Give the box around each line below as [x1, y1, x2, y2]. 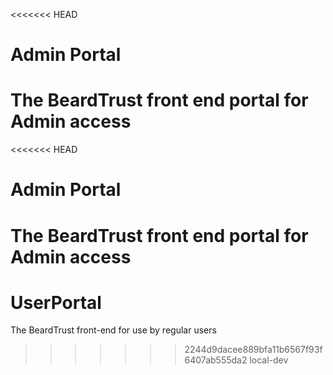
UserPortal [10, 291, 102, 314]
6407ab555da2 [184, 354, 248, 366]
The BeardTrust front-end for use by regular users [10, 324, 217, 336]
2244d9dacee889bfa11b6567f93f [184, 344, 323, 356]
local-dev [249, 354, 289, 366]
